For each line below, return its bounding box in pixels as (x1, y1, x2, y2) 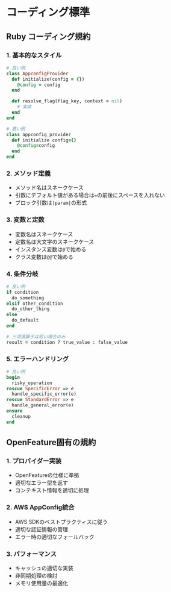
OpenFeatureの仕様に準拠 (14, 472, 79, 479)
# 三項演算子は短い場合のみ (6, 334, 66, 340)
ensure (6, 408, 23, 414)
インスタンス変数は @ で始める (14, 245, 87, 253)
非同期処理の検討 (14, 572, 58, 579)
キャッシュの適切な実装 (14, 564, 73, 572)
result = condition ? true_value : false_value (6, 339, 128, 345)
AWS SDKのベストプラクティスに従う (14, 518, 108, 525)
